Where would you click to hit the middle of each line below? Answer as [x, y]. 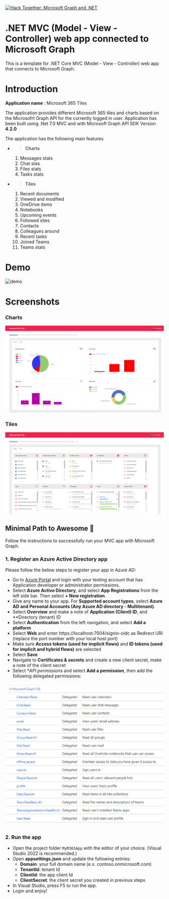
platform [22, 628]
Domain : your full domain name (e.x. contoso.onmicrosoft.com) [86, 864]
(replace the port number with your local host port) [65, 638]
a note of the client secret [39, 665]
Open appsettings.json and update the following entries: [71, 859]
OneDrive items [36, 204]
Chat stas [30, 163]
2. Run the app [23, 837]
